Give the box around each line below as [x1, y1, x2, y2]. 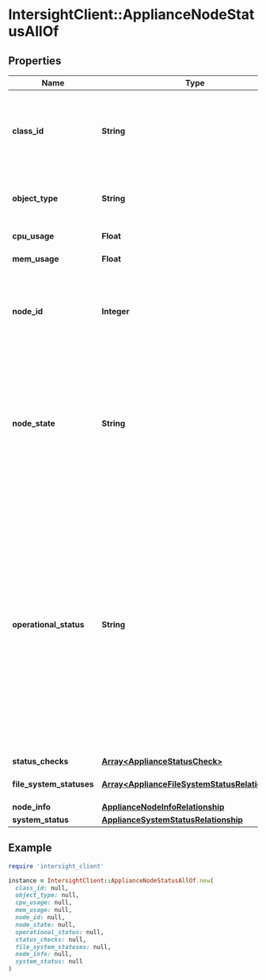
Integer [101, 306, 130, 316]
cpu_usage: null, [15, 898, 73, 907]
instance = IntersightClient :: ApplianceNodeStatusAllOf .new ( [8, 876, 215, 885]
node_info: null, [15, 950, 73, 959]
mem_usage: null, [15, 906, 73, 914]
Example [8, 841, 52, 855]
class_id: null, [15, 884, 69, 892]
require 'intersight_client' [8, 862, 104, 870]
